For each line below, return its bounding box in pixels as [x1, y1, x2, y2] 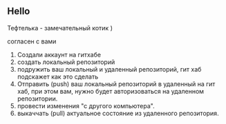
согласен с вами [7, 37, 57, 45]
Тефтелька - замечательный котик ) [7, 23, 113, 32]
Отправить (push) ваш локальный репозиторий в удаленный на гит [17, 79, 216, 88]
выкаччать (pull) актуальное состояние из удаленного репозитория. [17, 109, 219, 117]
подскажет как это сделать [17, 72, 99, 81]
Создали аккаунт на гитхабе [17, 50, 102, 59]
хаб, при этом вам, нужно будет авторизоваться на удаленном [17, 87, 205, 95]
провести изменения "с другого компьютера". [17, 101, 155, 110]
